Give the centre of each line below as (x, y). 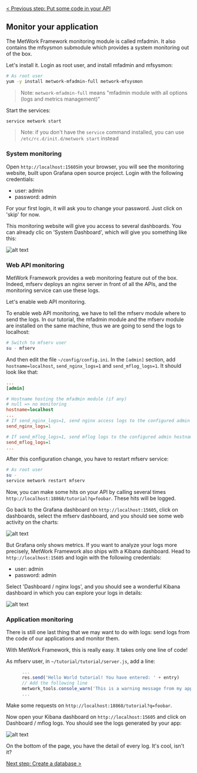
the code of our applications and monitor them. (63, 639)
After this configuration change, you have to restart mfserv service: (87, 459)
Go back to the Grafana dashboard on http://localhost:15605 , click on (92, 510)
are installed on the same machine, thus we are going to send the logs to (94, 326)
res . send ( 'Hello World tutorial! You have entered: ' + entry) (101, 678)
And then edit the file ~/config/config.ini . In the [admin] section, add (91, 359)
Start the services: (28, 110)
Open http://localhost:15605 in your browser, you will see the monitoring (95, 167)
